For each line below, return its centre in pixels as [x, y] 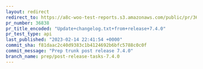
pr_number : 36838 [28, 23]
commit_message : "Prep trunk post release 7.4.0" [70, 51]
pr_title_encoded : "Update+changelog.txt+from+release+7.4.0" [86, 28]
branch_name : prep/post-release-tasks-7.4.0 [63, 56]
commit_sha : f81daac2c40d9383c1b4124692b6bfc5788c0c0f [76, 46]
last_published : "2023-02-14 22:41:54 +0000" [64, 40]
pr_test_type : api [29, 34]
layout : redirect [28, 12]
